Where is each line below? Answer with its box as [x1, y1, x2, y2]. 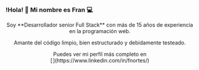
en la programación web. [69, 28, 131, 35]
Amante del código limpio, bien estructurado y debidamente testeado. [14, 39, 186, 46]
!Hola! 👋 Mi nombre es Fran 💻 [5, 5, 93, 14]
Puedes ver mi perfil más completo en [53, 50, 147, 58]
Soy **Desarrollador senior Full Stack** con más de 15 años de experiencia [6, 21, 194, 28]
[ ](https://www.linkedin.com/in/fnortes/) [50, 57, 150, 64]
